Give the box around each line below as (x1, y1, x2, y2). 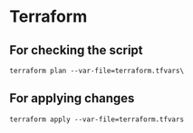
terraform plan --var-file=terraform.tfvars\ (9, 66, 184, 75)
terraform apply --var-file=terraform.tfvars (9, 115, 184, 124)
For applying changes (9, 90, 135, 106)
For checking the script (9, 43, 143, 58)
